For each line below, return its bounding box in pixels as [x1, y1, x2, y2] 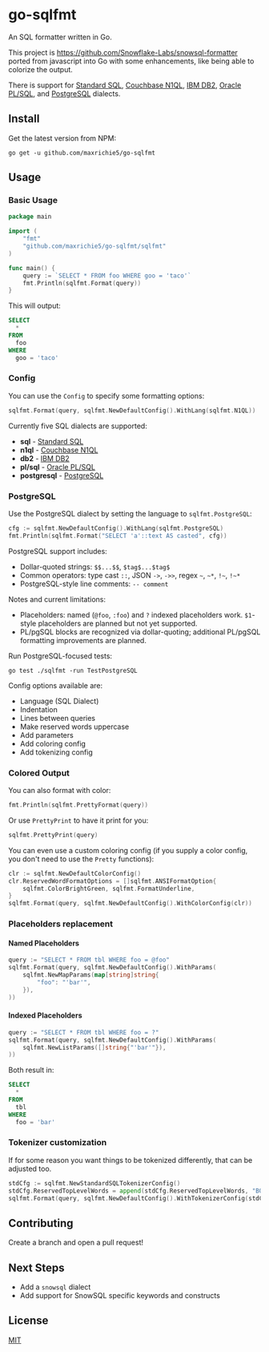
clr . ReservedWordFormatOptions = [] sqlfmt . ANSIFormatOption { [8, 876, 217, 885]
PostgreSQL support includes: [8, 546, 108, 556]
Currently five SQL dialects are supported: [8, 421, 148, 431]
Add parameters [19, 730, 74, 739]
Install [8, 112, 40, 126]
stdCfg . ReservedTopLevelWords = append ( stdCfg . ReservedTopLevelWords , [8, 1187, 249, 1195]
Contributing [8, 1216, 74, 1230]
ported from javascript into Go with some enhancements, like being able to [8, 56, 255, 66]
